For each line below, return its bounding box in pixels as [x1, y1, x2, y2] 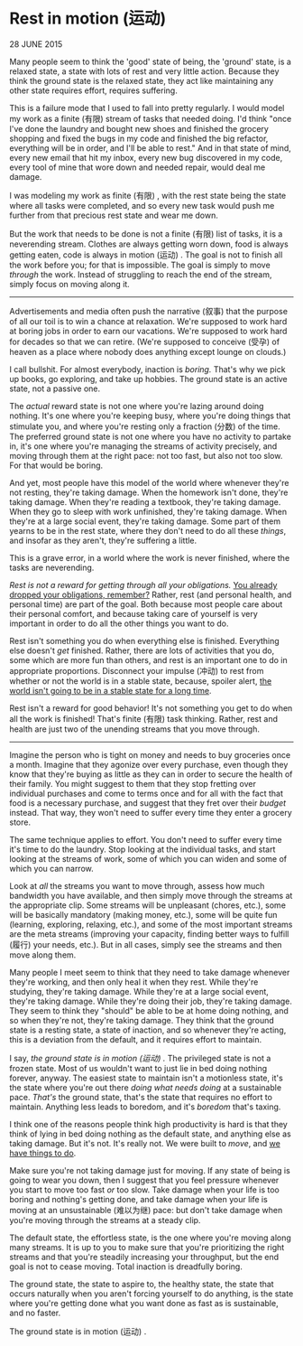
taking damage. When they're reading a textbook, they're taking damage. [9, 496, 281, 507]
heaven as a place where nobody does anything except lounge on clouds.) [9, 346, 287, 357]
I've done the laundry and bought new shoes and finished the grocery [9, 123, 269, 134]
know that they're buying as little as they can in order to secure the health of [9, 769, 293, 780]
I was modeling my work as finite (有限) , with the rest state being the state [9, 190, 287, 201]
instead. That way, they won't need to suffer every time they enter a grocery [9, 807, 293, 818]
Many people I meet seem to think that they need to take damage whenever [9, 967, 290, 977]
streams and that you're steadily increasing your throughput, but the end [9, 1251, 280, 1262]
